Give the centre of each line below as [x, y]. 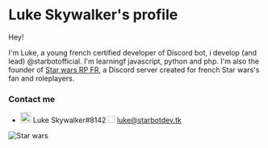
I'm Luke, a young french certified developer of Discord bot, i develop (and [132, 52]
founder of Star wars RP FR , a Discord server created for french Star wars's [134, 69]
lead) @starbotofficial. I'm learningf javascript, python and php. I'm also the [134, 61]
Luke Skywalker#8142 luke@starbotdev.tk [107, 120]
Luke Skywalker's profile [93, 15]
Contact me [32, 99]
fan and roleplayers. [42, 78]
